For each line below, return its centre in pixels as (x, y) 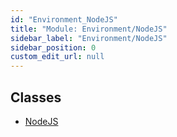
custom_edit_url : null (57, 57)
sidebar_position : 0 (53, 47)
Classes (36, 97)
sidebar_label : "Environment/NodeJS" (89, 38)
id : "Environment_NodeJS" (64, 19)
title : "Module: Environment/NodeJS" (89, 29)
